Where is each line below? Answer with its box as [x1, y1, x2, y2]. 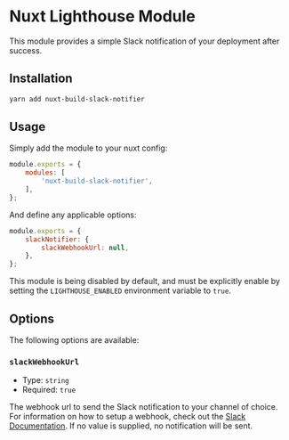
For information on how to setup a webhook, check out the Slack [9, 411, 246, 422]
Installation [9, 71, 73, 86]
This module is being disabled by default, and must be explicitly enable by [9, 276, 280, 287]
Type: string [21, 375, 69, 386]
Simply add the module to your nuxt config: [9, 143, 168, 153]
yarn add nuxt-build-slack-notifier [9, 94, 145, 103]
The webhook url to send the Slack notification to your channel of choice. [9, 402, 278, 412]
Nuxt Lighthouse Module [9, 6, 196, 27]
